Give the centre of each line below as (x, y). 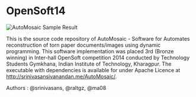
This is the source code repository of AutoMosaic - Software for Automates (98, 38)
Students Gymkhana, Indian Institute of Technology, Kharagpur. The (89, 64)
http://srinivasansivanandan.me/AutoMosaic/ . (62, 76)
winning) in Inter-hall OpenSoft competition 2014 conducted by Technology (98, 57)
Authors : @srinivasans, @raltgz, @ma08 (56, 88)
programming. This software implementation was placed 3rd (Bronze (90, 51)
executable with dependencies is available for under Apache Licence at (93, 70)
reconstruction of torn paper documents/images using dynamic (83, 45)
